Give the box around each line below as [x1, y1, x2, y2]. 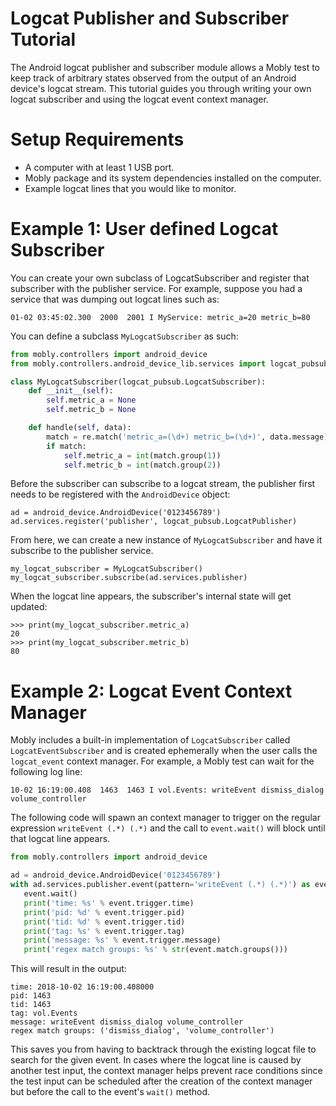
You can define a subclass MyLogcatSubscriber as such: [10, 330, 239, 342]
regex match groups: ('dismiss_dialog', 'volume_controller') [10, 1026, 275, 1036]
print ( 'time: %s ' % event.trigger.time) [23, 898, 195, 908]
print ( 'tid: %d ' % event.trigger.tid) [23, 917, 186, 927]
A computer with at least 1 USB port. [24, 161, 175, 173]
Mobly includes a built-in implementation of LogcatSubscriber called [10, 734, 291, 746]
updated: [10, 601, 48, 613]
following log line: [10, 766, 83, 778]
